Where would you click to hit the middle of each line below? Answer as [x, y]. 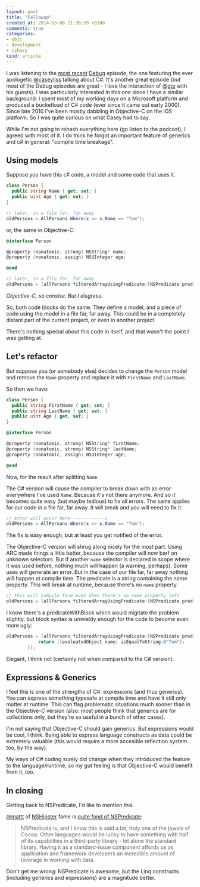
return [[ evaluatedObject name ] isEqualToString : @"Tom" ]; [111, 642]
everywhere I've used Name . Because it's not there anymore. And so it [91, 495]
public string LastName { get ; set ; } [60, 411]
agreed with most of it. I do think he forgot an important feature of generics [98, 135]
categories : [21, 34]
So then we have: [27, 389]
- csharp [17, 51]
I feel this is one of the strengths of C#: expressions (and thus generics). [95, 692]
